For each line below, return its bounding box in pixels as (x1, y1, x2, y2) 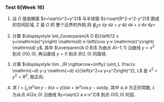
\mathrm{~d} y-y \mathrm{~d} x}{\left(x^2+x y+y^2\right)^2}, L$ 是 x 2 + (12, 67, 158, 74)
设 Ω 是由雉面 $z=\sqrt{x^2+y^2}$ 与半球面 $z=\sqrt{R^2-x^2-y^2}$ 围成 (12, 16, 160, 22)
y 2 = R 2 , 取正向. (12, 73, 45, 80)
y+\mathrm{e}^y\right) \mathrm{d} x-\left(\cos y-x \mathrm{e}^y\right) (12, 39, 154, 45)
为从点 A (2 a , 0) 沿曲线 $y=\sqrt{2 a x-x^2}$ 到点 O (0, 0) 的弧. (12, 91, 136, 97)
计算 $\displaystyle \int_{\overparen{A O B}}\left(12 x (12, 33, 119, 39)
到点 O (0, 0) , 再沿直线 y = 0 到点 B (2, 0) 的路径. (12, 51, 107, 56)
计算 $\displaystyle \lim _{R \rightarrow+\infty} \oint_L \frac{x (12, 61, 136, 67)
